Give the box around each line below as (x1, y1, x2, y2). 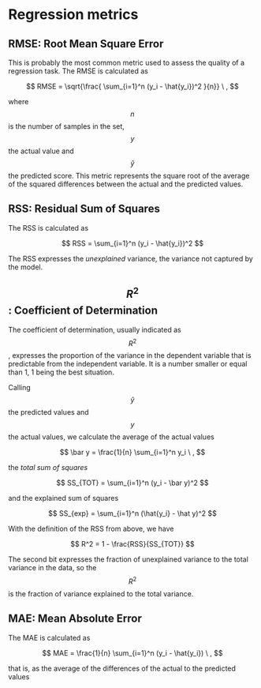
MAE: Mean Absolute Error (8, 612, 142, 626)
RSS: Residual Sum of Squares (8, 202, 160, 216)
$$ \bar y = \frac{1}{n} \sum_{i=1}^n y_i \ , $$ (59, 448, 206, 457)
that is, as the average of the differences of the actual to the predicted (8, 664, 237, 673)
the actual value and (8, 146, 74, 156)
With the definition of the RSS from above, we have (8, 524, 174, 534)
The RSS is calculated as (8, 223, 89, 232)
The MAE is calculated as (8, 633, 91, 642)
